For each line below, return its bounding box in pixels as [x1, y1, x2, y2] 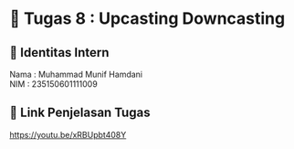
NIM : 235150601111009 [9, 79, 98, 90]
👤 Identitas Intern [9, 45, 110, 60]
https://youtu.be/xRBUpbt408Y [9, 129, 127, 140]
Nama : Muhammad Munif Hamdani [9, 69, 143, 80]
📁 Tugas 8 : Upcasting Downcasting [9, 8, 286, 29]
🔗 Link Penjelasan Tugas [9, 105, 151, 121]
